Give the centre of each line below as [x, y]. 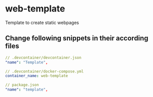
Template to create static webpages [42, 22]
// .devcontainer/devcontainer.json [43, 57]
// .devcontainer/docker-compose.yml [44, 71]
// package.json [22, 85]
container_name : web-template [37, 76]
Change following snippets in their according [77, 38]
